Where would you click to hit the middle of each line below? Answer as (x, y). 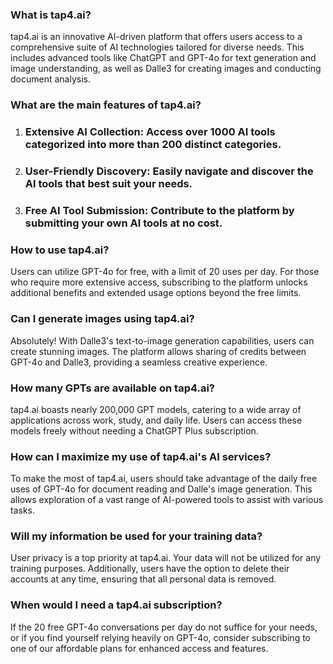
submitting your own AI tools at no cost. (123, 223)
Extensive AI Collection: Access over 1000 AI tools (150, 132)
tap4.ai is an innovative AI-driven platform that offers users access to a (156, 37)
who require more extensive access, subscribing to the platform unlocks (159, 282)
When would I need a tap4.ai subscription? (116, 605)
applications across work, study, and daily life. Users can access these (156, 420)
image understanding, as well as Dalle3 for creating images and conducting (166, 69)
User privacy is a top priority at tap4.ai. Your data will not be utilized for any (166, 558)
